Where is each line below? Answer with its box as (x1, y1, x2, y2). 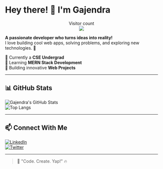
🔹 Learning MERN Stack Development (5, 59, 82, 65)
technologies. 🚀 (5, 45, 36, 51)
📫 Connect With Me (5, 124, 68, 132)
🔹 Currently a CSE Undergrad (5, 54, 65, 60)
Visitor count (68, 20, 95, 26)
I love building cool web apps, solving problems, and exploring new (5, 40, 140, 46)
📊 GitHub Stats (5, 84, 52, 92)
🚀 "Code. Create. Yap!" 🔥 (16, 158, 67, 164)
